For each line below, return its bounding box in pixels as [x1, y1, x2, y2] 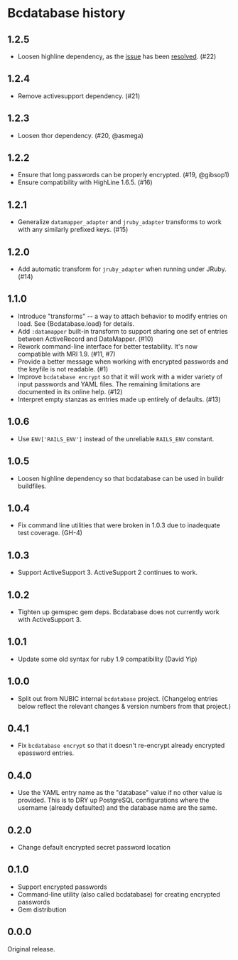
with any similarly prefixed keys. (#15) [17, 226, 129, 234]
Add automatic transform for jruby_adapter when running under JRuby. [17, 265, 227, 273]
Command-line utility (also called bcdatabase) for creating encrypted [17, 890, 220, 898]
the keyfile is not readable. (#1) [17, 364, 109, 373]
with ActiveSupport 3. [17, 615, 82, 623]
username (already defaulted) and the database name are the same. [17, 803, 218, 812]
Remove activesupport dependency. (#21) [17, 91, 141, 100]
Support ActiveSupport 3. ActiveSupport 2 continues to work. [17, 568, 198, 577]
